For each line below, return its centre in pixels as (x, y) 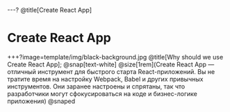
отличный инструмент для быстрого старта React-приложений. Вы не (111, 71)
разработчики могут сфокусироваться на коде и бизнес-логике (102, 93)
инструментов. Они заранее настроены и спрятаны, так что (96, 86)
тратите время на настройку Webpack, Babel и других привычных (105, 79)
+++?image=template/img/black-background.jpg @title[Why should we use (115, 57)
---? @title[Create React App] (50, 10)
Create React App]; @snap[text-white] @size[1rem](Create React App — (111, 64)
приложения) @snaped (41, 101)
